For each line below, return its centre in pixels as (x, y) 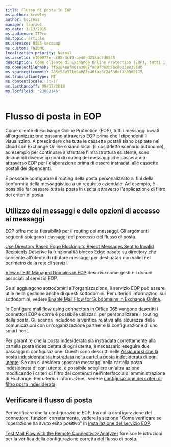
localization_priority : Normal (39, 53)
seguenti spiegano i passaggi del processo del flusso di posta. (71, 237)
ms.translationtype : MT (31, 77)
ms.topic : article (25, 39)
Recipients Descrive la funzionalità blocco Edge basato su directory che (81, 252)
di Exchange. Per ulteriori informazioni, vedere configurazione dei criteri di (83, 379)
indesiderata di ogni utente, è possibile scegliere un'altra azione (72, 368)
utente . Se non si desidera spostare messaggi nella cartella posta (74, 363)
